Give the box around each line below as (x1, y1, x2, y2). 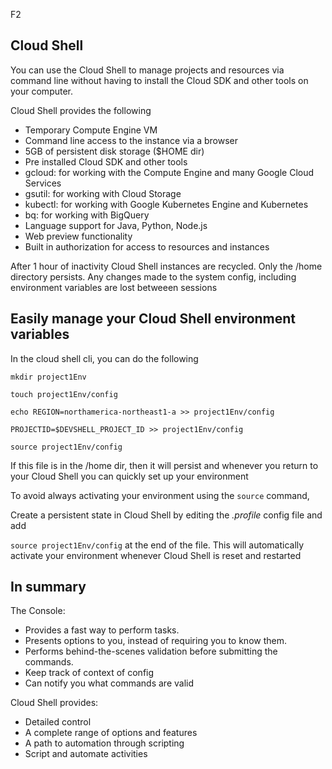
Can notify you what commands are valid (24, 677, 195, 689)
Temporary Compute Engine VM (24, 124, 158, 136)
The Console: (10, 605, 66, 617)
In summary (10, 579, 87, 596)
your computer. (10, 85, 74, 97)
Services (24, 177, 62, 189)
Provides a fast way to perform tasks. (24, 624, 180, 636)
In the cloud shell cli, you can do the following (10, 352, 199, 364)
